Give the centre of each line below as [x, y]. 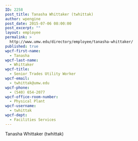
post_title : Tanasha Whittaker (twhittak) [49, 14]
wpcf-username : [21, 106]
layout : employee [23, 33]
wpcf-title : [17, 70]
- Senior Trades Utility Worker [43, 74]
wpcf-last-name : [22, 60]
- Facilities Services [33, 120]
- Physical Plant [27, 102]
